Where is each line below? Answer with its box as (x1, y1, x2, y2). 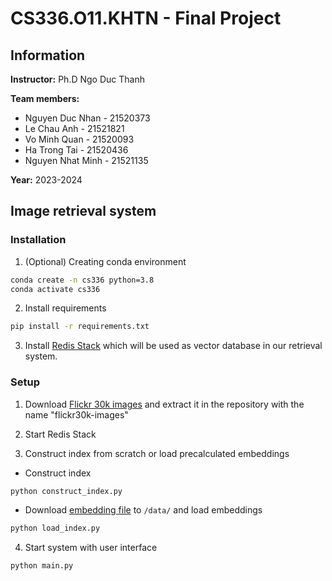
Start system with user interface (24, 542, 158, 554)
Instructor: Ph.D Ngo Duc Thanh (10, 73, 145, 85)
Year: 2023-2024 (10, 174, 83, 186)
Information (10, 47, 86, 64)
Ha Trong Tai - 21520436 (24, 144, 129, 156)
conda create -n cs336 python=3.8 (10, 275, 155, 285)
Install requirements (24, 302, 107, 314)
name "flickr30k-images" (24, 408, 129, 421)
